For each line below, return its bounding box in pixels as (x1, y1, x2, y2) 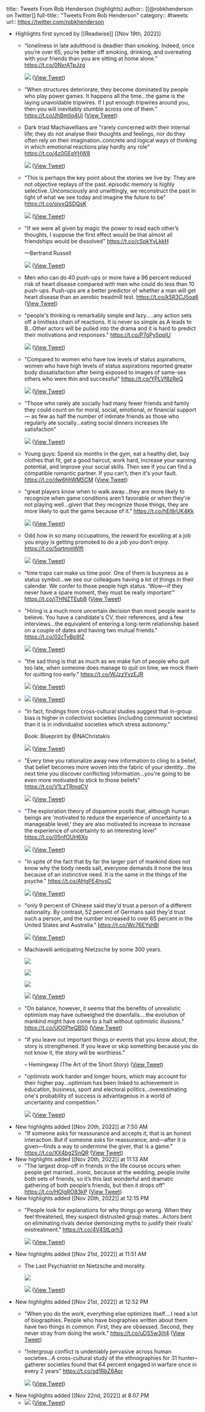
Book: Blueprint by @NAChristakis (24, 733, 110, 739)
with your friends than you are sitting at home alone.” (24, 55, 158, 62)
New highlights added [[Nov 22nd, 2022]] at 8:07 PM (15, 1392, 149, 1399)
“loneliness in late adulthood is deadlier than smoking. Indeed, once (24, 42, 195, 49)
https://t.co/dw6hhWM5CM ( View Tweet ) (24, 476, 128, 483)
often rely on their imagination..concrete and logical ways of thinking (24, 137, 197, 144)
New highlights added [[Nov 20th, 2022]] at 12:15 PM (15, 1195, 149, 1202)
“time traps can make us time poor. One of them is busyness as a (24, 569, 189, 577)
